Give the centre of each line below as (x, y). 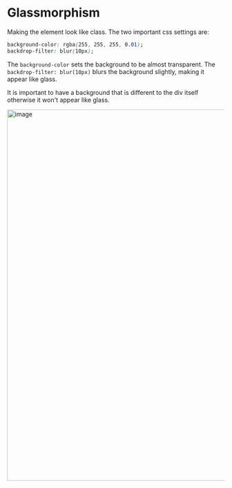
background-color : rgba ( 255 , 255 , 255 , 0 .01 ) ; (75, 44)
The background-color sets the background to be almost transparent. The (111, 64)
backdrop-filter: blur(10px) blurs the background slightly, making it (106, 71)
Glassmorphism (54, 13)
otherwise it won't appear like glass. (58, 100)
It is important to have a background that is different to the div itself (103, 92)
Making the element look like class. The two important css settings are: (108, 32)
